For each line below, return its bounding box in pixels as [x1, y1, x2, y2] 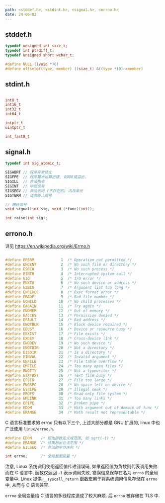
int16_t [5, 102, 21, 107]
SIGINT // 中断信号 [5, 183, 45, 189]
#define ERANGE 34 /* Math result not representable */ [5, 410, 146, 415]
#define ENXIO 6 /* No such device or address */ [5, 280, 137, 286]
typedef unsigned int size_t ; [5, 43, 68, 49]
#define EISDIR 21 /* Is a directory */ [5, 350, 112, 355]
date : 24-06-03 [5, 12, 37, 17]
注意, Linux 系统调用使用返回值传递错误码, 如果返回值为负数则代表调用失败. [5, 463, 159, 470]
